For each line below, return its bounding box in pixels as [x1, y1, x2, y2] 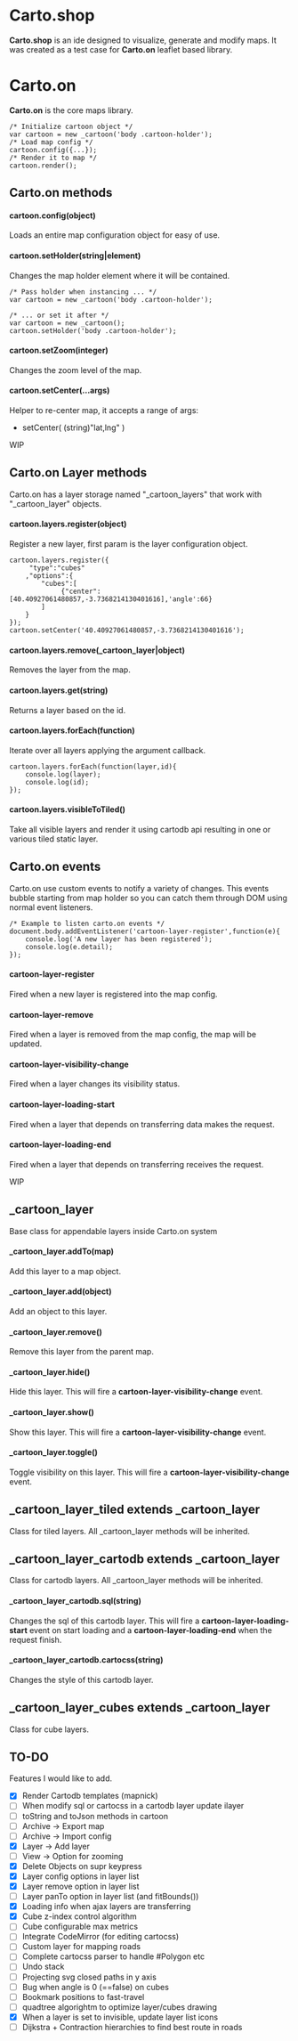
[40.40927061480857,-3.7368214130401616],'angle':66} [9, 595, 213, 604]
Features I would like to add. [9, 1773, 113, 1784]
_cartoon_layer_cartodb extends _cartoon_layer [9, 1551, 280, 1566]
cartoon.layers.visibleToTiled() [9, 804, 126, 815]
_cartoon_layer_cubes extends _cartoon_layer [9, 1700, 270, 1715]
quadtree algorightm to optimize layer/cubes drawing [21, 2001, 218, 2013]
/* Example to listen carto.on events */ [9, 919, 165, 928]
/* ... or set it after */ [9, 311, 109, 320]
